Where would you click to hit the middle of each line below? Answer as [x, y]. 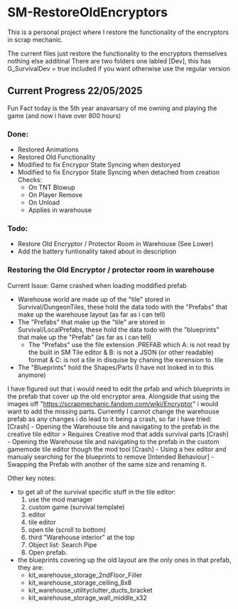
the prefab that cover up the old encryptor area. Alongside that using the [114, 396]
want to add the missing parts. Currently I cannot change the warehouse [113, 411]
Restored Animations [48, 149]
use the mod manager [60, 499]
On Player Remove [55, 195]
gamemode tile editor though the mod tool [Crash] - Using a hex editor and [117, 449]
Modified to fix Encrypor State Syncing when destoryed [99, 165]
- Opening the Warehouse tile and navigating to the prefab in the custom [113, 441]
